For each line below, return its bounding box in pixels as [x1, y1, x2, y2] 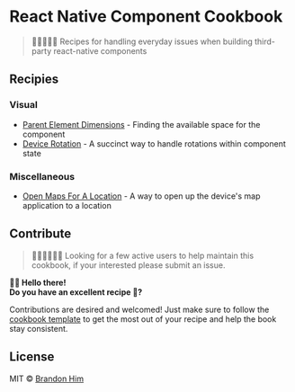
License [9, 349, 55, 365]
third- [255, 36, 276, 47]
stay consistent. [9, 323, 68, 334]
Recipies [9, 72, 59, 87]
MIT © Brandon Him [9, 373, 84, 384]
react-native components [53, 45, 147, 56]
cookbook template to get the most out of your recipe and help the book [9, 313, 277, 325]
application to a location [22, 200, 112, 210]
